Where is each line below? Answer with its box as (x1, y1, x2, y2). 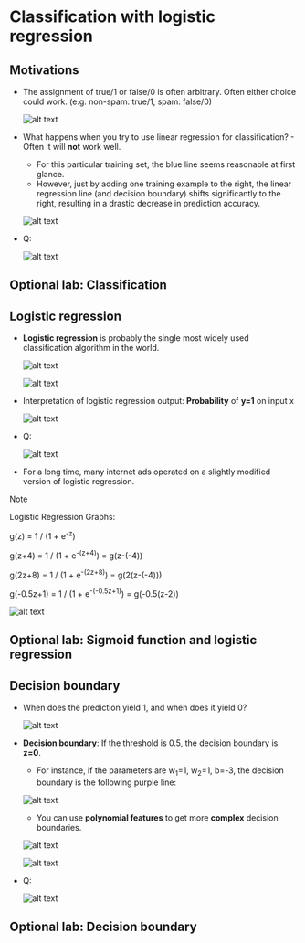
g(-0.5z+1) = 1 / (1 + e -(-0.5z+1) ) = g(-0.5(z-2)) (9, 587, 180, 599)
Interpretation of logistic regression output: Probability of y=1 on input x (22, 396, 295, 407)
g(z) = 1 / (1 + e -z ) (9, 529, 76, 541)
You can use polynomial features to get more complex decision (36, 811, 279, 823)
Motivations (9, 62, 79, 78)
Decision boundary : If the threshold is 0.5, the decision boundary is (22, 737, 279, 748)
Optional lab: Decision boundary (9, 919, 198, 935)
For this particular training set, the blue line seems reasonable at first (36, 159, 296, 170)
